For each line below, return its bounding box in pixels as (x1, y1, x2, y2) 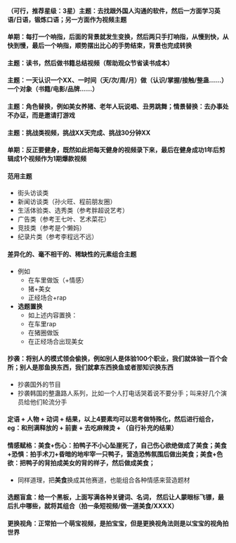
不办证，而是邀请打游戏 (7, 111, 75, 119)
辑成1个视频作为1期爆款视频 (7, 154, 87, 163)
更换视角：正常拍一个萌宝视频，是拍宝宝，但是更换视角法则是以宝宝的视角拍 (7, 519, 229, 528)
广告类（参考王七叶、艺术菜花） (17, 215, 110, 224)
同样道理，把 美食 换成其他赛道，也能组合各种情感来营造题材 (17, 476, 190, 484)
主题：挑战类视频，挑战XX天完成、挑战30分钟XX (7, 128, 151, 137)
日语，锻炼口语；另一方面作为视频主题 (15, 15, 127, 24)
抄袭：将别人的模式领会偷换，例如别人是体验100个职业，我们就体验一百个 (7, 354, 221, 363)
